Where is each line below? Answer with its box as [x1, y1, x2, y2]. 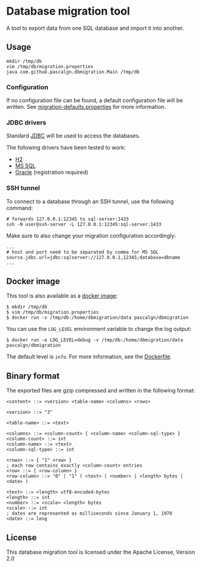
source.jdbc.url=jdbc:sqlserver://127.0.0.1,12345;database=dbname [6, 254, 181, 260]
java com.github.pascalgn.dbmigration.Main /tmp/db [6, 69, 140, 75]
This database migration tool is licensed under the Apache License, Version [6, 549, 196, 556]
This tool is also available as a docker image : [6, 292, 118, 299]
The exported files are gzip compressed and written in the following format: [6, 387, 196, 394]
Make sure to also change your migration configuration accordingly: [6, 232, 176, 239]
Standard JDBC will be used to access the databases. [6, 132, 141, 139]
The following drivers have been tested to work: [6, 144, 126, 151]
